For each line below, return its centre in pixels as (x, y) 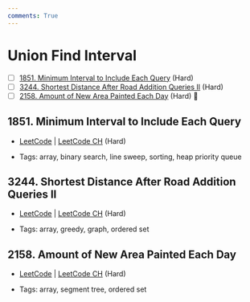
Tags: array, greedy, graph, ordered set (84, 229)
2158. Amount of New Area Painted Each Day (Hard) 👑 (109, 96)
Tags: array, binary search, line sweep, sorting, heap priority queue (130, 157)
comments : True (33, 16)
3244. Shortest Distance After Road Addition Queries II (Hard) (121, 87)
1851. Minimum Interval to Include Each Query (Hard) (106, 78)
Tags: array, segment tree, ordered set (83, 289)
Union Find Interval (72, 55)
